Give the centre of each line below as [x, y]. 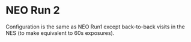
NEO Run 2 [33, 10]
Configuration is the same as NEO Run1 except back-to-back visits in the [95, 27]
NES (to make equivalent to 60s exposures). [60, 33]
